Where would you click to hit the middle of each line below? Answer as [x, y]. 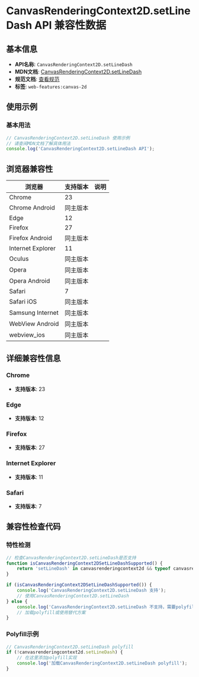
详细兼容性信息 [33, 358]
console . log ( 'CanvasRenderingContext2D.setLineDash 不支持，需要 [96, 607]
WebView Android [34, 324]
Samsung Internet [34, 313]
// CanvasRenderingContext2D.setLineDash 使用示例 [68, 138]
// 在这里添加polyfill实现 [47, 658]
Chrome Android [32, 208]
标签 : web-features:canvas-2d [51, 86]
